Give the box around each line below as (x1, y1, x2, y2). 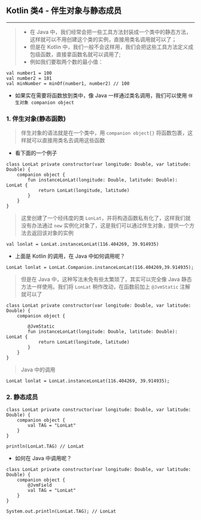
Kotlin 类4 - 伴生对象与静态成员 (6, 5, 122, 16)
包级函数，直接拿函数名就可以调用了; (29, 50, 121, 58)
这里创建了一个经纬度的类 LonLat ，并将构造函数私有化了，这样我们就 (20, 215, 191, 222)
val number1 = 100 (6, 70, 52, 76)
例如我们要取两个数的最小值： (29, 58, 103, 65)
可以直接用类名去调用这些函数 (31, 137, 105, 144)
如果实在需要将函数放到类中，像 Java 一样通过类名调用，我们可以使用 (14, 91, 187, 99)
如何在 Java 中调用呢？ (14, 455, 72, 462)
